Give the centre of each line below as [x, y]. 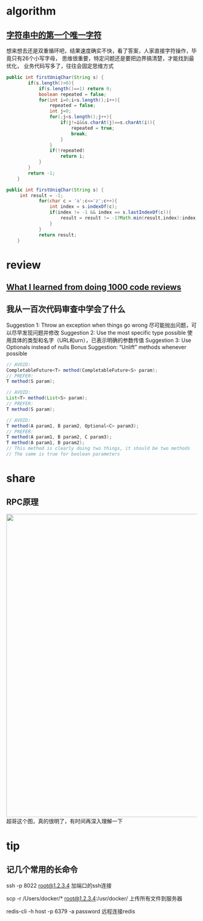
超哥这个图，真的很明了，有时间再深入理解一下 [64, 821]
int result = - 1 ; [41, 195]
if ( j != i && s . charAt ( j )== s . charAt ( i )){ [108, 122]
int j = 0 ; [60, 111]
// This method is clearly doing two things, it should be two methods [98, 449]
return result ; [58, 235]
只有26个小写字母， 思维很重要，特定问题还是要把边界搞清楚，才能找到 [100, 58]
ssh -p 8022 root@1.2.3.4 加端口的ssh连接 [59, 885]
